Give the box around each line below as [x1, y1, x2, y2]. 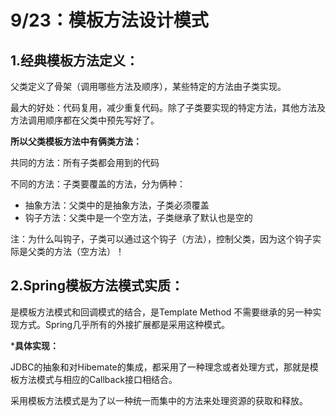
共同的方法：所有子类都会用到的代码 [10, 157, 160, 168]
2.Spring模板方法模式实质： [10, 277, 184, 295]
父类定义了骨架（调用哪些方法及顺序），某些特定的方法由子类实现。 [10, 81, 287, 92]
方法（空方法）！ [53, 246, 125, 257]
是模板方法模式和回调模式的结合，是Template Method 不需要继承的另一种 [10, 306, 313, 318]
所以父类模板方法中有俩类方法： [10, 136, 142, 147]
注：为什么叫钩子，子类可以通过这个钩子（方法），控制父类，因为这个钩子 [10, 233, 313, 245]
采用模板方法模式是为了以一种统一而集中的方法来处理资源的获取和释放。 [10, 394, 308, 406]
